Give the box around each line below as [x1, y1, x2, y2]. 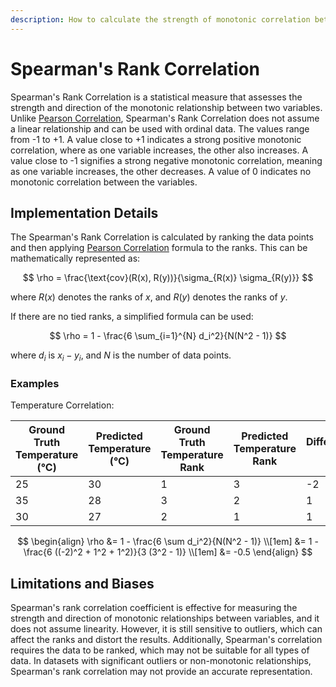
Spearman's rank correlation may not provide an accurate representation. [10, 666, 313, 678]
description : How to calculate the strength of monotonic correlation [10, 14, 311, 25]
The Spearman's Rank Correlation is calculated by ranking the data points [10, 231, 314, 243]
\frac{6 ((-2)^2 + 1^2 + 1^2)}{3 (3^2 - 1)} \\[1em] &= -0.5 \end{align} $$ [23, 546, 313, 558]
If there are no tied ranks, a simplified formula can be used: [10, 311, 254, 323]
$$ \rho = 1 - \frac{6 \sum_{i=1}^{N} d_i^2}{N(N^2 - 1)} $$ [49, 330, 287, 342]
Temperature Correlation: [10, 399, 115, 411]
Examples [10, 377, 60, 391]
